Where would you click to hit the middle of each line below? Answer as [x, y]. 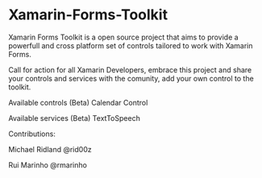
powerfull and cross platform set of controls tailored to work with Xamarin [131, 45]
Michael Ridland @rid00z [50, 149]
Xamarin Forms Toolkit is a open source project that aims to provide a [124, 37]
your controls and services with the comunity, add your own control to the [131, 78]
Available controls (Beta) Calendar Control [78, 102]
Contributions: [32, 134]
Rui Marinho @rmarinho [48, 165]
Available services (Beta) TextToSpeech [75, 118]
